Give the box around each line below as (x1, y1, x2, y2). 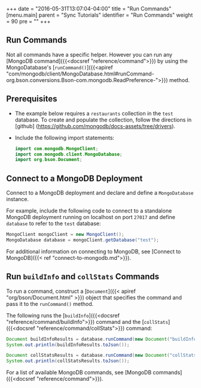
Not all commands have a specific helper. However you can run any (6, 51, 172, 58)
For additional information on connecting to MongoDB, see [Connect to (6, 248, 181, 255)
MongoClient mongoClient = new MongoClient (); (6, 232, 124, 238)
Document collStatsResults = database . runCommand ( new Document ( (6, 353, 170, 359)
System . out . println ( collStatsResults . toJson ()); (6, 358, 130, 364)
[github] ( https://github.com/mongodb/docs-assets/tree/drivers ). (14, 122, 175, 129)
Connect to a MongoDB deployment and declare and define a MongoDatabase (6, 189, 194, 196)
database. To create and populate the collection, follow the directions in (14, 116, 192, 123)
